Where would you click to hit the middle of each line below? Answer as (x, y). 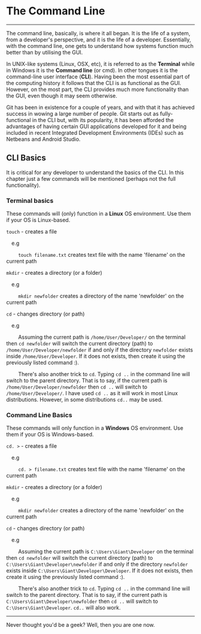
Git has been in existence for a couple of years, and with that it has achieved (100, 107)
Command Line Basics (39, 415)
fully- (167, 113)
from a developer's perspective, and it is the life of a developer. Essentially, (99, 40)
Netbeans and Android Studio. (43, 139)
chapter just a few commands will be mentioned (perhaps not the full (91, 178)
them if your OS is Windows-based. (50, 435)
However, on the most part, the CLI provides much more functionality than (98, 89)
